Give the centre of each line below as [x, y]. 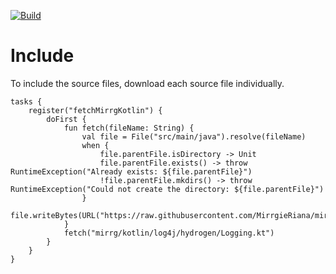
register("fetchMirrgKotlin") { [95, 110]
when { [95, 145]
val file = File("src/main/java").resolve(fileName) [194, 136]
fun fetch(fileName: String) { [129, 128]
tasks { [26, 101]
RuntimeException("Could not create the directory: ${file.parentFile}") [167, 189]
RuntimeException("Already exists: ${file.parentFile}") [131, 171]
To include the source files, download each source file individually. [147, 83]
